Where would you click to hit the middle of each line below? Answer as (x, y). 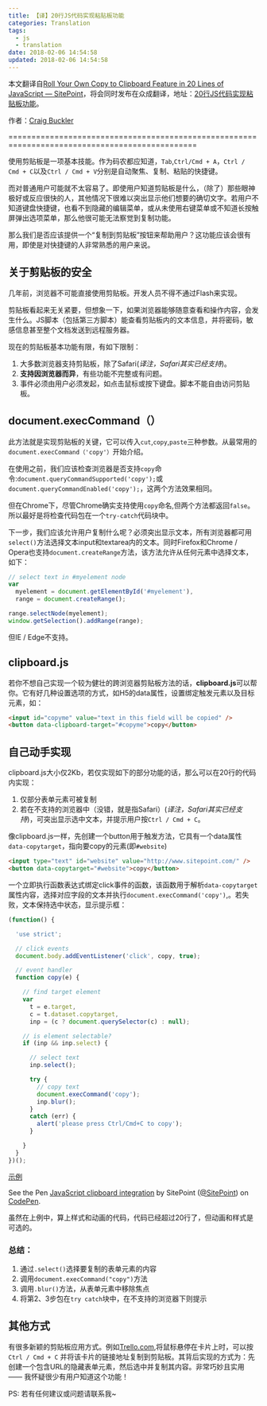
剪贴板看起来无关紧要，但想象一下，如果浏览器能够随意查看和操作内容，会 (130, 310)
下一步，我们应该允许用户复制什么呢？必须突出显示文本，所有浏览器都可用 (130, 532)
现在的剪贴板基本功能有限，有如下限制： (74, 346)
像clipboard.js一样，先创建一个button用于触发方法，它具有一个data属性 (125, 836)
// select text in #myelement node (67, 577)
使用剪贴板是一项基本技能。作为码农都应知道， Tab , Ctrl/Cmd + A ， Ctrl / (127, 161)
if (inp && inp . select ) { (66, 1043)
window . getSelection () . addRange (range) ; (76, 621)
